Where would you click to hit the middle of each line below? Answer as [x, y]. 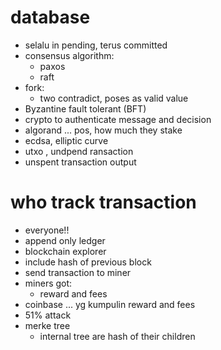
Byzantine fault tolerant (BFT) [85, 108]
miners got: [48, 283]
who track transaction [103, 202]
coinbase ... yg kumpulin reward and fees [110, 304]
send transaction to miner [78, 272]
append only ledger [65, 240]
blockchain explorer [65, 251]
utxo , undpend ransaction [79, 151]
